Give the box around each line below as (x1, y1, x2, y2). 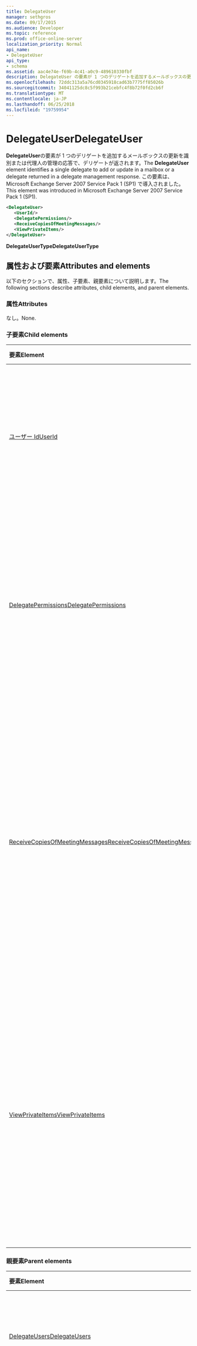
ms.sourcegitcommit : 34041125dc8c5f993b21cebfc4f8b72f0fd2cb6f (6, 85, 164, 91)
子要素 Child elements (6, 330, 69, 339)
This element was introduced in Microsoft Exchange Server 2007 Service (6, 187, 183, 194)
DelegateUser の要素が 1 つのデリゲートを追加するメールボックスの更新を (6, 152, 184, 159)
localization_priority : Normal (6, 42, 83, 48)
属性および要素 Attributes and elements (6, 261, 151, 270)
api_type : (6, 58, 30, 63)
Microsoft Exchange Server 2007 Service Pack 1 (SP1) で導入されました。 (6, 180, 184, 188)
